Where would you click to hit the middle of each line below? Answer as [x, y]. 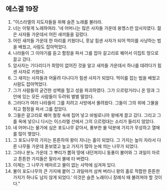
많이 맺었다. [30, 134]
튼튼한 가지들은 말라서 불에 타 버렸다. [54, 159]
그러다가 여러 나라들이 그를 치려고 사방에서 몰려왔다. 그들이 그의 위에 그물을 [86, 102]
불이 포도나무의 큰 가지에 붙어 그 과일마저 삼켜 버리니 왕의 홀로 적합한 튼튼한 [86, 171]
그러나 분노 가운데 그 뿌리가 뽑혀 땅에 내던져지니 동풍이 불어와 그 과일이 [82, 152]
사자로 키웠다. [32, 72]
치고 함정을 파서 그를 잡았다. [40, 109]
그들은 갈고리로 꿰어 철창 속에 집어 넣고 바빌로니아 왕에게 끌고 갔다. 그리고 [84, 115]
